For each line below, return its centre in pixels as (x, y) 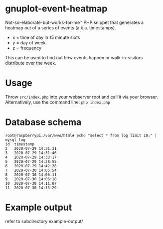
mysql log (15, 140)
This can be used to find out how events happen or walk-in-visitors (74, 57)
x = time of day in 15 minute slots (46, 37)
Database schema (43, 122)
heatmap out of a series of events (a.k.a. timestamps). (61, 27)
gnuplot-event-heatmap (56, 9)
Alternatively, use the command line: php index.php (58, 102)
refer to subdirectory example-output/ (44, 221)
